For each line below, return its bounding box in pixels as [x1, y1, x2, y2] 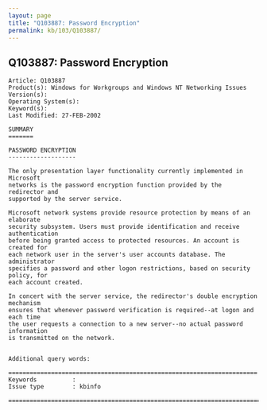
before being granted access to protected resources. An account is [8, 237, 240, 245]
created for [8, 244, 48, 252]
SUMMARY [8, 126, 34, 133]
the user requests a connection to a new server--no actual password [8, 320, 244, 328]
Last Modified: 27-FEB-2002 [8, 112, 102, 120]
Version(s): [8, 91, 48, 99]
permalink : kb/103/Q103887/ [8, 26, 102, 34]
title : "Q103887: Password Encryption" [8, 19, 141, 27]
